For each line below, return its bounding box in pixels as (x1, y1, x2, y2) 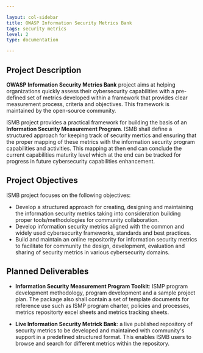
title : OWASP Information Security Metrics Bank (6, 20, 132, 26)
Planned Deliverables (6, 266, 89, 277)
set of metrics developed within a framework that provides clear (27, 94, 188, 101)
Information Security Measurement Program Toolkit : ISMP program (15, 282, 188, 290)
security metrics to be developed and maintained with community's (15, 327, 185, 334)
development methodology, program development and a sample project (15, 289, 196, 296)
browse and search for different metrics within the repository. (15, 340, 169, 347)
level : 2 (6, 31, 29, 37)
